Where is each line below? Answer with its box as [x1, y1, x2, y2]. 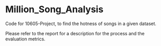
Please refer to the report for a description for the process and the [5, 30, 145, 36]
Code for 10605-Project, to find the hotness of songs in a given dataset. [5, 20, 157, 27]
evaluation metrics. [5, 36, 45, 42]
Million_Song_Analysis [5, 4, 104, 15]
